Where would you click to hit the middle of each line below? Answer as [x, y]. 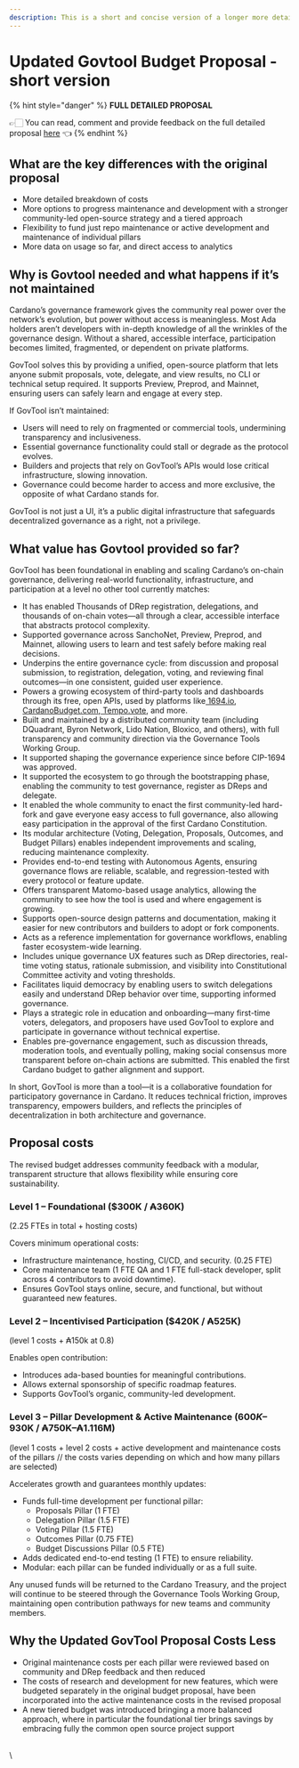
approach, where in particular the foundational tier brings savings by [148, 1719]
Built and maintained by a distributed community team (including [141, 720]
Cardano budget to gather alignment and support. [113, 1070]
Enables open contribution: [59, 1358]
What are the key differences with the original [138, 164]
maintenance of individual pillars [81, 238]
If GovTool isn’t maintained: [59, 411]
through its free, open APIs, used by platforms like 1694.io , [129, 701]
